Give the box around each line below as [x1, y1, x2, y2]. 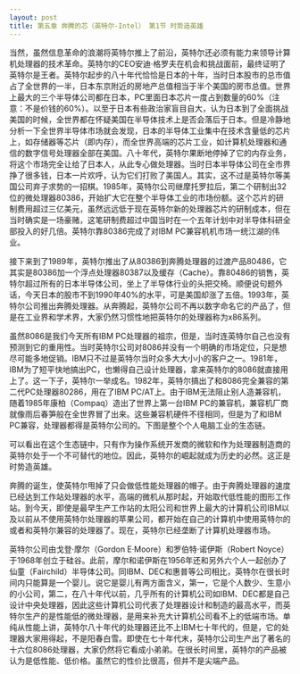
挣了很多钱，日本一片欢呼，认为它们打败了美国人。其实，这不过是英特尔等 [9, 170, 283, 180]
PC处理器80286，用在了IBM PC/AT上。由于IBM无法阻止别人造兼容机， [24, 386, 286, 397]
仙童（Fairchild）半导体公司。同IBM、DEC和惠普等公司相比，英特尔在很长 [9, 566, 283, 577]
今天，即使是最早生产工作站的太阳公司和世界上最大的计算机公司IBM [32, 502, 282, 513]
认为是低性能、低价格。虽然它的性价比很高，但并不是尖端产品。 [9, 655, 244, 666]
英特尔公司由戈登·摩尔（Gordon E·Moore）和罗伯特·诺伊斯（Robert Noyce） [9, 544, 289, 554]
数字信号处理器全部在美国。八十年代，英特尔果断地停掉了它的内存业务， [24, 147, 291, 158]
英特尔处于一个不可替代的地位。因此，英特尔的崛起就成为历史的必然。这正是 [9, 450, 291, 461]
